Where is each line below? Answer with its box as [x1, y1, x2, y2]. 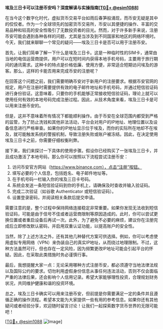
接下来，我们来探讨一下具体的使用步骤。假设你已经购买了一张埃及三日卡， [5, 148, 154, 153]
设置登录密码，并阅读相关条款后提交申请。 [12, 195, 98, 200]
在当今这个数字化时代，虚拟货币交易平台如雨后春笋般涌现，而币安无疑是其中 [5, 15, 158, 21]
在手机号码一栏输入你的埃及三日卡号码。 [12, 176, 93, 182]
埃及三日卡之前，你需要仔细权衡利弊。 [5, 137, 81, 143]
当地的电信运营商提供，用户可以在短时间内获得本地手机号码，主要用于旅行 [5, 56, 154, 61]
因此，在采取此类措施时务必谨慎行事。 [13, 252, 90, 257]
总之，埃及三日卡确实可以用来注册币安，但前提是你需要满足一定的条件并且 [5, 291, 154, 296]
